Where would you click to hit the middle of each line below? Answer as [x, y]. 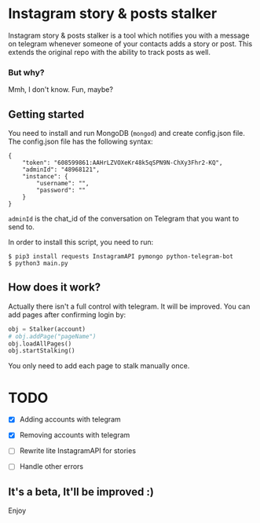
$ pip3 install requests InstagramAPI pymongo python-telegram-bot [121, 257]
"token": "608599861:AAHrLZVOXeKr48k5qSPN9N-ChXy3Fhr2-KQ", [123, 163]
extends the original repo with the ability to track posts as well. [109, 52]
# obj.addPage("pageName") [52, 336]
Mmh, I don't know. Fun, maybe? [61, 90]
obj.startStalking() [42, 351]
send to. [22, 227]
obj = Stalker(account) [47, 329]
